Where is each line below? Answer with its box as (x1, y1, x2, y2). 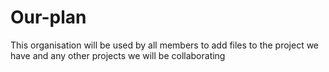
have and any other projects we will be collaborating (10, 49, 226, 61)
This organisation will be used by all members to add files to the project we (10, 39, 320, 51)
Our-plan (10, 6, 87, 29)
